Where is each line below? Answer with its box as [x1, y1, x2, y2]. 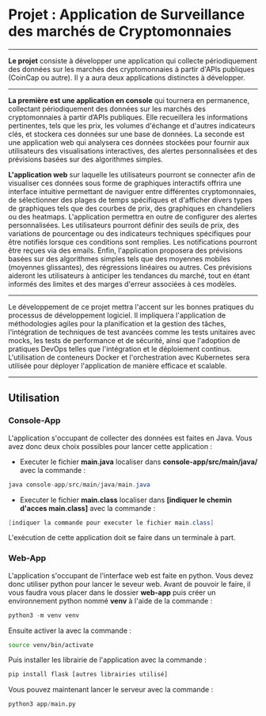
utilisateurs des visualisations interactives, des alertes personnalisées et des [8, 146, 257, 155]
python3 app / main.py [8, 700, 77, 708]
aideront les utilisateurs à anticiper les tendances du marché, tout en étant [8, 271, 250, 280]
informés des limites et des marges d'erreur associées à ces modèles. [8, 279, 237, 288]
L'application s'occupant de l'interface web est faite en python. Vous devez [8, 570, 254, 580]
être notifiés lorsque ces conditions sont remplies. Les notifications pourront [8, 237, 257, 246]
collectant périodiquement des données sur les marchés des [8, 104, 206, 113]
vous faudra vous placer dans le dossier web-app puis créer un [8, 588, 216, 597]
